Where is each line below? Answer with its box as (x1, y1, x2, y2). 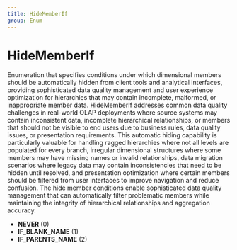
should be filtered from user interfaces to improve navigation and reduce (7, 176, 219, 185)
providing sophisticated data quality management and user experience (7, 86, 214, 94)
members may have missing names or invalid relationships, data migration (7, 154, 223, 162)
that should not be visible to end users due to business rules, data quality (7, 123, 221, 132)
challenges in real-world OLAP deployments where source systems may (7, 108, 218, 117)
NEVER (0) (17, 220, 50, 229)
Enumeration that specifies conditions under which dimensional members (7, 71, 221, 79)
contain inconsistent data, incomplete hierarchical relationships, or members (7, 116, 231, 125)
